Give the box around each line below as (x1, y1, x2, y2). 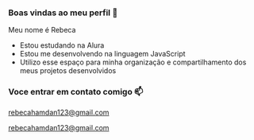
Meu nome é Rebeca (8, 25, 76, 35)
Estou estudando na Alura (19, 41, 105, 50)
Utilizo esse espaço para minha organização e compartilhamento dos (19, 57, 247, 67)
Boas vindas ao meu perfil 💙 (8, 7, 118, 18)
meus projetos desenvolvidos (19, 66, 117, 76)
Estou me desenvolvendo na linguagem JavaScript (19, 49, 186, 59)
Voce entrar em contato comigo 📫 (8, 87, 144, 98)
